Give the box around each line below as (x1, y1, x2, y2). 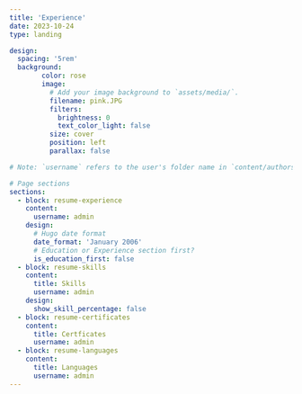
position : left (49, 139, 106, 148)
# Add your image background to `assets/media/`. (49, 87, 240, 97)
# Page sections (9, 179, 70, 188)
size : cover (49, 130, 94, 139)
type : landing (9, 30, 63, 39)
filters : (49, 104, 83, 113)
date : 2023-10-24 (9, 22, 75, 31)
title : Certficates (32, 329, 106, 338)
